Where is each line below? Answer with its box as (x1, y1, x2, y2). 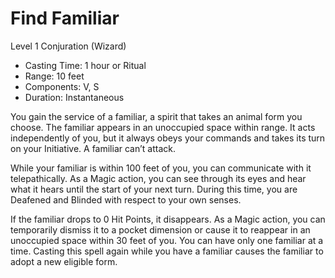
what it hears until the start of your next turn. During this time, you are (10, 183, 298, 195)
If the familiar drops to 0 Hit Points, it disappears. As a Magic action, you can (10, 213, 326, 225)
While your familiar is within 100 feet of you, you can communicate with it (10, 162, 312, 174)
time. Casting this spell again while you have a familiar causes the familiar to (10, 245, 324, 257)
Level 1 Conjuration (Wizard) (10, 40, 127, 52)
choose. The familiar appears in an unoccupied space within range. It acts (10, 121, 316, 133)
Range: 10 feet (24, 70, 85, 82)
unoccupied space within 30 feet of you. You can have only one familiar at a (10, 234, 324, 246)
